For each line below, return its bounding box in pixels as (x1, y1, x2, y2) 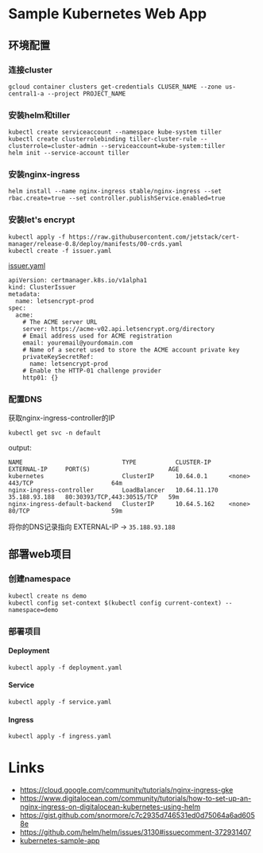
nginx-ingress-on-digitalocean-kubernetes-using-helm (19, 802, 201, 812)
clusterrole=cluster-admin (8, 142, 98, 150)
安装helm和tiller (8, 109, 71, 120)
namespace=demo (8, 606, 59, 613)
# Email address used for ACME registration (22, 332, 172, 340)
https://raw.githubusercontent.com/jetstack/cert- (68, 232, 240, 241)
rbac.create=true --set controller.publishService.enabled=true (8, 194, 226, 203)
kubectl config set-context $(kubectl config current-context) (8, 598, 222, 607)
